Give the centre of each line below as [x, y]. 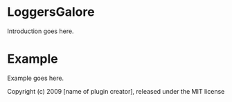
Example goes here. [36, 78]
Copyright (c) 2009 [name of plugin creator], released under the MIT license [116, 91]
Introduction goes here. [41, 31]
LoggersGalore [51, 12]
